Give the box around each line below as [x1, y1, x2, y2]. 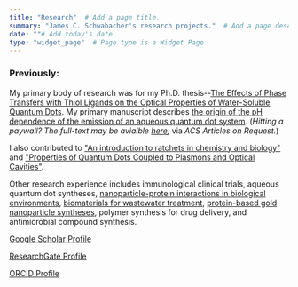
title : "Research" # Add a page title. [9, 12, 161, 22]
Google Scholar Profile [9, 233, 91, 244]
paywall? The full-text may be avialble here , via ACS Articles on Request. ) [9, 125, 279, 136]
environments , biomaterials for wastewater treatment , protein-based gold [9, 197, 278, 208]
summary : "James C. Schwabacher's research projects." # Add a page [9, 21, 272, 30]
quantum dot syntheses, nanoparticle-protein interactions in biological [9, 187, 266, 198]
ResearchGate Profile [9, 251, 87, 261]
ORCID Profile [9, 267, 60, 278]
